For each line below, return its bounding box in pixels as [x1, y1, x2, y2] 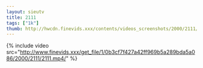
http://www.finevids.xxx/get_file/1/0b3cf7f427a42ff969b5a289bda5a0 [20, 49, 195, 56]
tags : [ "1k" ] [6, 20, 39, 26]
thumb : [6, 25, 23, 32]
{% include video [6, 42, 50, 49]
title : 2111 [6, 14, 36, 20]
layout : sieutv [6, 8, 45, 15]
